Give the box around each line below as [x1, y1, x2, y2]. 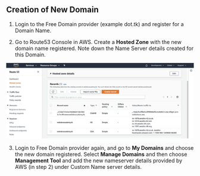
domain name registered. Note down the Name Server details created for [14, 45, 194, 52]
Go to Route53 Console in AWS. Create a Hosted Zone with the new [14, 38, 182, 45]
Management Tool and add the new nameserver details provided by [14, 157, 183, 164]
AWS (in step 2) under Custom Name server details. [14, 164, 142, 171]
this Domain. [14, 51, 46, 58]
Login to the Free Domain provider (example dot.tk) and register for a [14, 20, 185, 27]
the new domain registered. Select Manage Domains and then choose [14, 151, 187, 158]
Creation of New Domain [6, 5, 99, 15]
